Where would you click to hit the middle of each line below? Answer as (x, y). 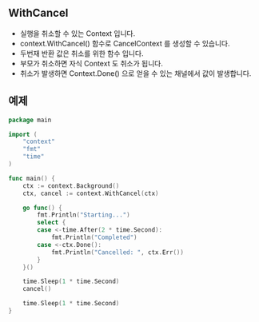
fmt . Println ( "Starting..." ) (84, 215)
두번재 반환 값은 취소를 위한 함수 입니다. (82, 53)
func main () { (32, 178)
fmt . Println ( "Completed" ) (94, 237)
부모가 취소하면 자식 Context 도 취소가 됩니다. (92, 63)
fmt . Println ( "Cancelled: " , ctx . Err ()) (117, 252)
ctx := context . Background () (71, 186)
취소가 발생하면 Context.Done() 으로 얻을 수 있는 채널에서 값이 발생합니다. (135, 73)
